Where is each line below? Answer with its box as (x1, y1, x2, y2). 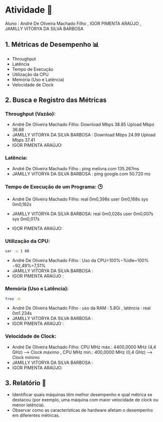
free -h (5, 296, 21, 301)
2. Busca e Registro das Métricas (5, 96, 107, 104)
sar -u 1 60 (5, 249, 29, 254)
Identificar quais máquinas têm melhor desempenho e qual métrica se (12, 392, 152, 398)
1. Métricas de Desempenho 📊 (5, 40, 99, 49)
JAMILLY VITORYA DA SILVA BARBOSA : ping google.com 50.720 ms (12, 171, 151, 177)
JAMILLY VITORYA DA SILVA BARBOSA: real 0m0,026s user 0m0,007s (12, 211, 153, 217)
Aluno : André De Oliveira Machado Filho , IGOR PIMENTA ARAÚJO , (5, 20, 142, 26)
